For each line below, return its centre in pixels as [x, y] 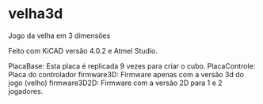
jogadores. [26, 91]
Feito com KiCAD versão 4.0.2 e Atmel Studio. [83, 50]
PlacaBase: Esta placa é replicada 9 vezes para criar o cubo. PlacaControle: [132, 66]
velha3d [36, 14]
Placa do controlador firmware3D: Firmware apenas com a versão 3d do [126, 74]
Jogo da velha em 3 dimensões [59, 35]
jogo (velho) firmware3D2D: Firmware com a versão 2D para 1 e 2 [116, 83]
